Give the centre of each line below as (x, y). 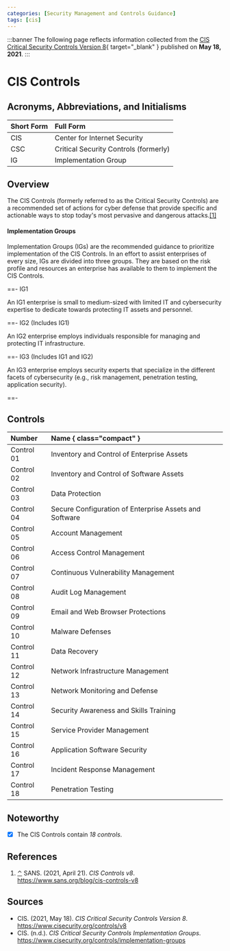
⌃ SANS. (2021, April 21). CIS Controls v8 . (76, 873)
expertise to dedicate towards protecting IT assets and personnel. (100, 309)
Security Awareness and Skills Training (113, 710)
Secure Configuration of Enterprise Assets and (126, 509)
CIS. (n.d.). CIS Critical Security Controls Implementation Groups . (109, 932)
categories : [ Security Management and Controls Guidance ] (91, 13)
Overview (28, 184)
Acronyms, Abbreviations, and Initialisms (97, 107)
